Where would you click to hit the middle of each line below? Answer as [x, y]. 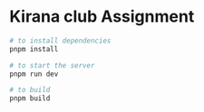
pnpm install [34, 49]
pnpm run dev [34, 74]
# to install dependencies [60, 41]
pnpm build [30, 98]
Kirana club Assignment [102, 17]
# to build [30, 90]
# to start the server [52, 65]
